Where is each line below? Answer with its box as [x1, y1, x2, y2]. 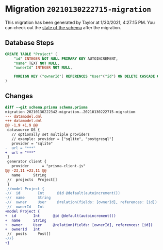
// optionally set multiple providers [11, 132, 90, 137]
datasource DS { [7, 127, 40, 132]
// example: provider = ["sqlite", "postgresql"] [11, 136, 114, 142]
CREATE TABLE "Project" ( [5, 52, 57, 56]
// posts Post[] [7, 232, 51, 236]
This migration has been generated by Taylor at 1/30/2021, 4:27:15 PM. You [5, 19, 155, 25]
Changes [5, 92, 33, 100]
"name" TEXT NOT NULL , [14, 61, 60, 66]
